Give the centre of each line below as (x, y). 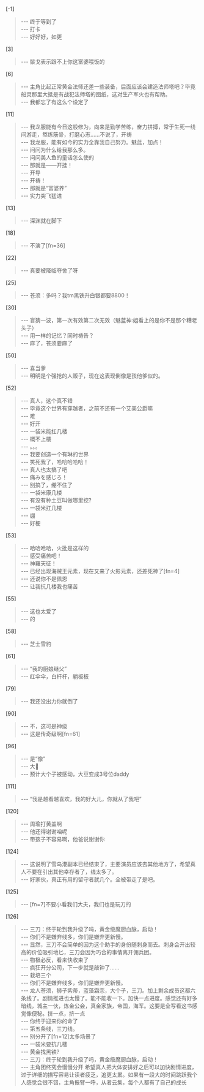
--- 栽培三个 (36, 975)
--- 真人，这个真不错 (47, 400)
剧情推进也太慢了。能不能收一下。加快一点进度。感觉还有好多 (120, 998)
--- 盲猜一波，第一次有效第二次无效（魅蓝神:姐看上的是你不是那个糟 (106, 320)
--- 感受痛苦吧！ (41, 556)
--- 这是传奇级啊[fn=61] (50, 734)
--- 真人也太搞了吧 (44, 469)
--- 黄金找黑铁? (40, 1052)
